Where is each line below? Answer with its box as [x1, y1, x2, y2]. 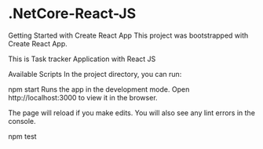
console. [8, 116, 37, 125]
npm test [8, 131, 37, 141]
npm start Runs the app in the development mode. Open [8, 84, 190, 94]
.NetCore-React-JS [8, 5, 137, 23]
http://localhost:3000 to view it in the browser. [8, 93, 159, 102]
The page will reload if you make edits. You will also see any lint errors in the [8, 107, 255, 118]
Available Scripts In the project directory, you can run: [8, 69, 182, 78]
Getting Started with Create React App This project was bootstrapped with [8, 31, 249, 40]
